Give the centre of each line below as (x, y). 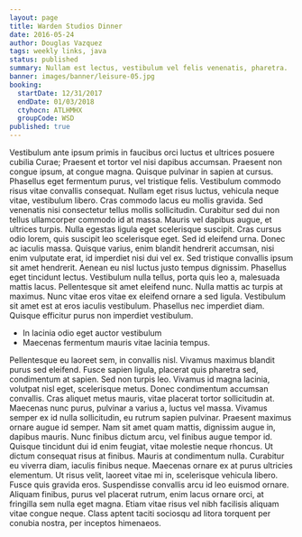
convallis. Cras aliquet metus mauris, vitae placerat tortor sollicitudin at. (142, 398)
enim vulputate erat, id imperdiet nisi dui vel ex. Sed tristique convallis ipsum (151, 258)
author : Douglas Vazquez (56, 43)
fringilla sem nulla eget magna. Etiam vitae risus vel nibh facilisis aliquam (144, 504)
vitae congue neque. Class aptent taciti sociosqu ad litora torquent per (140, 514)
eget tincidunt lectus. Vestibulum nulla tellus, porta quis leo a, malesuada (145, 277)
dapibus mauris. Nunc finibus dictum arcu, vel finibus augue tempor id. (141, 437)
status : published (44, 60)
